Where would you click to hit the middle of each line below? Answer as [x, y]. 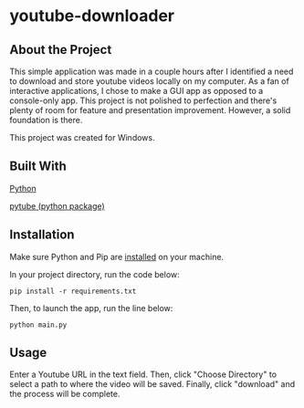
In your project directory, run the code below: [94, 274]
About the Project [61, 50]
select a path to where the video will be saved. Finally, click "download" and [152, 384]
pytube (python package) [57, 205]
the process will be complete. [65, 394]
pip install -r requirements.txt [73, 291]
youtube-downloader [92, 16]
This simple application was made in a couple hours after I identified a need [152, 71]
